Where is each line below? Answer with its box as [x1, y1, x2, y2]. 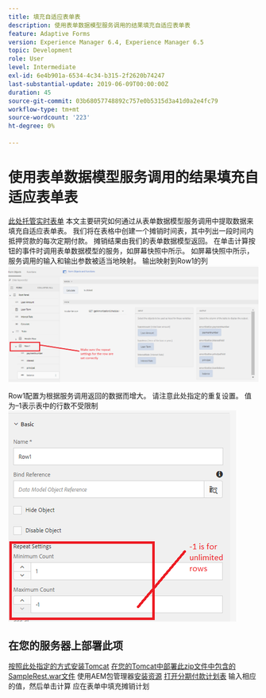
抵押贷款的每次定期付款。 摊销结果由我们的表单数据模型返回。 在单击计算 [8, 236, 249, 245]
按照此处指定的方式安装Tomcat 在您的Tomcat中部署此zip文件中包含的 [8, 661, 236, 671]
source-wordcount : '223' [8, 114, 91, 122]
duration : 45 [8, 88, 52, 96]
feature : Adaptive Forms [8, 29, 91, 37]
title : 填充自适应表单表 [8, 13, 81, 21]
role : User [8, 55, 44, 63]
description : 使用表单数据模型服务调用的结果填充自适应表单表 [8, 21, 191, 29]
